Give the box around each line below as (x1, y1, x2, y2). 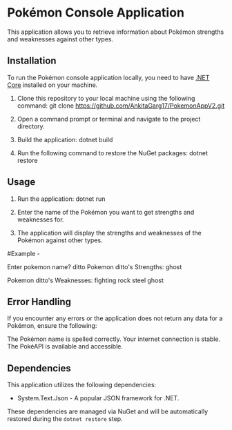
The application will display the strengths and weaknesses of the (17, 228, 202, 237)
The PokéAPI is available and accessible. (7, 342, 123, 351)
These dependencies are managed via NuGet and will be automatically (7, 407, 209, 416)
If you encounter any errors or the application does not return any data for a (7, 314, 223, 322)
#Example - (7, 249, 40, 257)
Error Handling (7, 295, 71, 308)
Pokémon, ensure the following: (7, 322, 97, 330)
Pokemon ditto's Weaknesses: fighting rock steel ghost (7, 276, 164, 284)
